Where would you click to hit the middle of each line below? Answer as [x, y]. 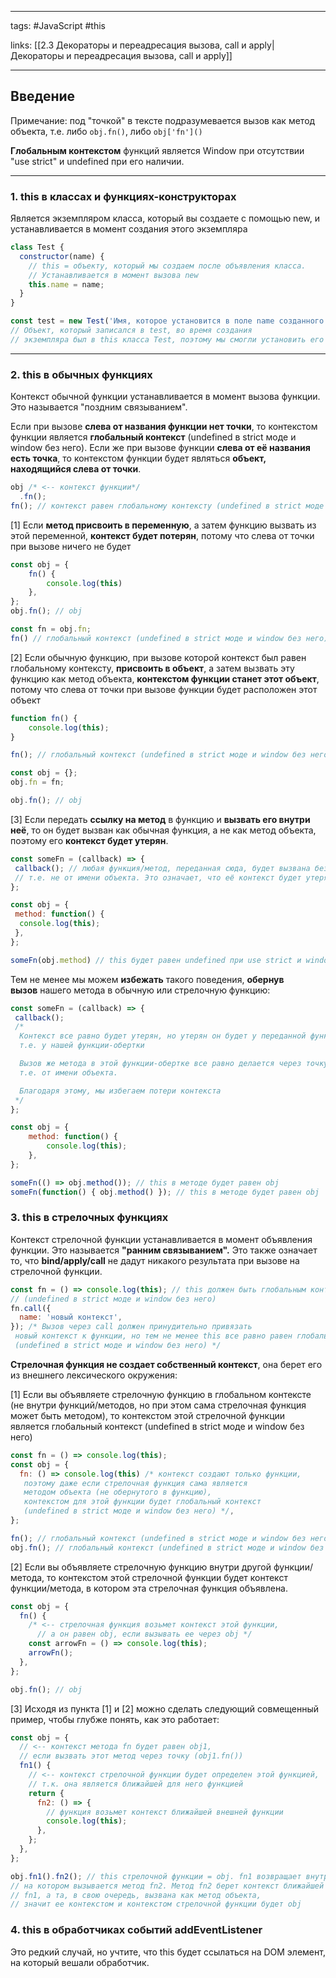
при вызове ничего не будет [71, 546]
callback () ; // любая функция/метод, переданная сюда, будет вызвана [162, 868]
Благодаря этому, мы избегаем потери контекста [120, 1091]
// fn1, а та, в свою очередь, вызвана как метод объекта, [136, 1895]
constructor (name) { [62, 256]
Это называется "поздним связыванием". [99, 407]
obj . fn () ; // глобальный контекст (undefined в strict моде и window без [167, 1547]
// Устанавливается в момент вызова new [113, 275]
